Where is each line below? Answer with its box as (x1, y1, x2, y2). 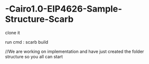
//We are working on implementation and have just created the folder (5, 48, 145, 54)
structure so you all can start (5, 53, 63, 59)
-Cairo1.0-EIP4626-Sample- (5, 3, 123, 15)
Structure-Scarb (5, 14, 74, 25)
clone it (5, 30, 21, 35)
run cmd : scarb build (5, 39, 49, 45)
